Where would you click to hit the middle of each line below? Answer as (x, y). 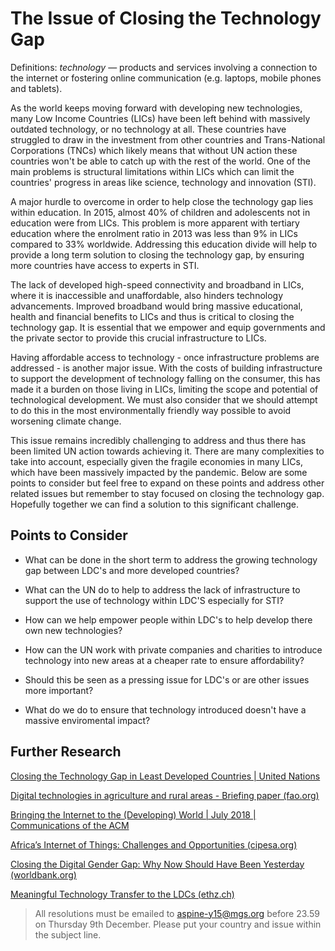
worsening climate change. (66, 421)
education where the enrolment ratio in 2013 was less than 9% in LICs (154, 233)
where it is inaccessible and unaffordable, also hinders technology (147, 295)
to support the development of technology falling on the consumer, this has (165, 378)
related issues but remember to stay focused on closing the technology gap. (167, 493)
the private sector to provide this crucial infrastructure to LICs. (138, 338)
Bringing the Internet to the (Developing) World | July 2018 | (133, 814)
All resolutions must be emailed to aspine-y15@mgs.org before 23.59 (177, 913)
